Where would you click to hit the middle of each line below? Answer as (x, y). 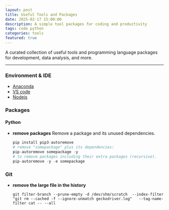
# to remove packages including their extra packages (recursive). (84, 157)
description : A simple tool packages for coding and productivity (76, 24)
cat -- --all (42, 203)
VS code (21, 92)
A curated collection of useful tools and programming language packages (81, 52)
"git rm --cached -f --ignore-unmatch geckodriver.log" (72, 199)
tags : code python (24, 29)
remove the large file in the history (49, 185)
